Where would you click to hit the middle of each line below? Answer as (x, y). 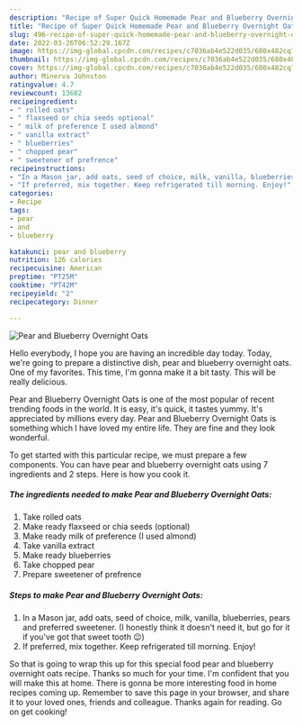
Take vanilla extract (58, 546)
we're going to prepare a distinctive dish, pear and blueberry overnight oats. (151, 362)
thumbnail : (30, 59)
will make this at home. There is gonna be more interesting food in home (143, 683)
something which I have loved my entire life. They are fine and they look (142, 428)
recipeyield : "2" (42, 294)
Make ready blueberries (67, 556)
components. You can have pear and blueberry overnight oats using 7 (138, 464)
